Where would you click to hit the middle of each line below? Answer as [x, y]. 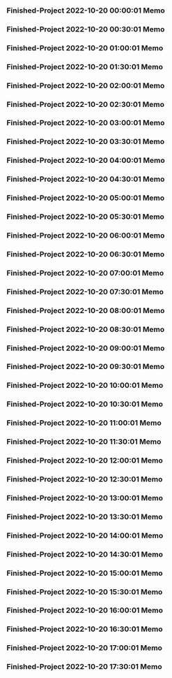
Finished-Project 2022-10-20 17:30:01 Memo [84, 667]
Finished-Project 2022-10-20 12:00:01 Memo [85, 461]
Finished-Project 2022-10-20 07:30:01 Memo [85, 291]
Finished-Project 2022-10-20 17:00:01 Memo [85, 648]
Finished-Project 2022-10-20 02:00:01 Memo [86, 85]
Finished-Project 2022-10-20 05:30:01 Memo [86, 217]
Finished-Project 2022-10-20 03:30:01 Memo [86, 142]
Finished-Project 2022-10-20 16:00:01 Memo [85, 610]
